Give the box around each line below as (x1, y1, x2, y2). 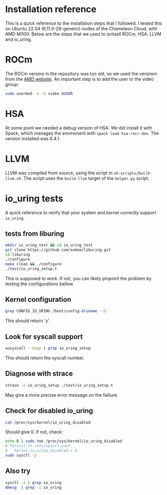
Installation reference (5, 4, 97, 15)
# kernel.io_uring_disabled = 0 (5, 448, 78, 453)
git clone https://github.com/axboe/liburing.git (5, 247, 111, 253)
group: (5, 81, 19, 87)
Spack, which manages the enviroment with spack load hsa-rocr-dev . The (5, 130, 159, 136)
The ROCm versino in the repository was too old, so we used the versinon (5, 71, 157, 77)
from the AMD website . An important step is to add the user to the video (5, 76, 154, 82)
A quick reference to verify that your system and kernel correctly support (5, 209, 156, 215)
